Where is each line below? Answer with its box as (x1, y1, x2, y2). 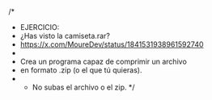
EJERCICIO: (19, 23, 60, 31)
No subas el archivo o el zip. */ (32, 82, 135, 92)
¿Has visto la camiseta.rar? (19, 31, 111, 40)
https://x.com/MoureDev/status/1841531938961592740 (19, 40, 204, 49)
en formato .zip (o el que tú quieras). (19, 65, 142, 75)
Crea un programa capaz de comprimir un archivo (19, 56, 188, 66)
